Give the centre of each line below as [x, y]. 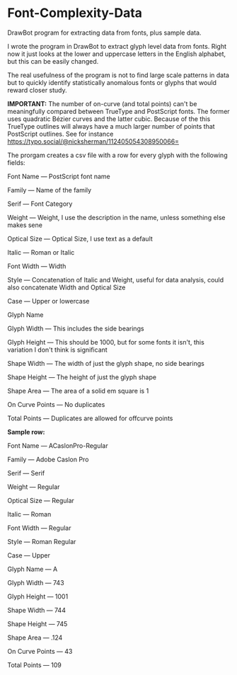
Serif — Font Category [40, 204]
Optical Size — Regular [41, 500]
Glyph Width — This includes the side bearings [76, 328]
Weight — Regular [34, 487]
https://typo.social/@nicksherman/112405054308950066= [93, 141]
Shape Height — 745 [37, 623]
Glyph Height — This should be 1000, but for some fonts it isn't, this [106, 342]
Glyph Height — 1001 [38, 596]
